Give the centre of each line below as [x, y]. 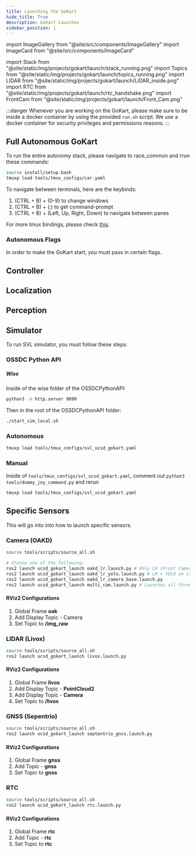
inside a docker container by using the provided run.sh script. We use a [92, 117]
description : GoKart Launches [43, 22]
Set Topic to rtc [33, 844]
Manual [17, 463]
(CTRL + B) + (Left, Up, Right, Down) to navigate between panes [92, 213]
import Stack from [28, 62]
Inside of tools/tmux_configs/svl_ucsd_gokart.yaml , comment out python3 [95, 476]
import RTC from [26, 87]
